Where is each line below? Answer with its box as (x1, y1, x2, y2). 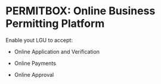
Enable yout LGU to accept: (5, 36, 73, 43)
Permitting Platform (5, 17, 105, 30)
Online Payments (14, 60, 56, 67)
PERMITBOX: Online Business (5, 4, 156, 18)
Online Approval (14, 71, 54, 78)
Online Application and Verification (14, 48, 100, 55)
